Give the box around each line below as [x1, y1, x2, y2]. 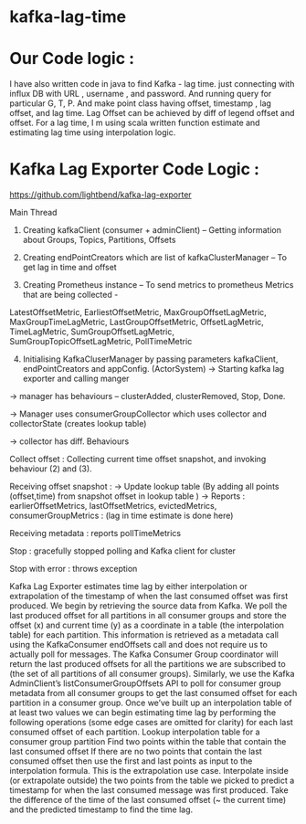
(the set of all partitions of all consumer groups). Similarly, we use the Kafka [9, 669, 295, 680]
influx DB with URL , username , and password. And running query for [9, 89, 272, 100]
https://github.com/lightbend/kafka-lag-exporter [9, 189, 192, 200]
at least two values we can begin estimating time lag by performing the [9, 707, 277, 718]
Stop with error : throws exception [9, 564, 138, 575]
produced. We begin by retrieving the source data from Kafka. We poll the [9, 600, 288, 611]
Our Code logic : [9, 48, 135, 69]
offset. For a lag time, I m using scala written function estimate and [9, 117, 260, 129]
